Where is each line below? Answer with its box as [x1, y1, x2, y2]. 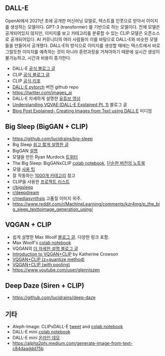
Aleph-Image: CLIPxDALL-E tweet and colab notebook [12, 324, 123, 330]
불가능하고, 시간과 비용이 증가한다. [5, 54, 72, 61]
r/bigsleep [12, 184, 33, 190]
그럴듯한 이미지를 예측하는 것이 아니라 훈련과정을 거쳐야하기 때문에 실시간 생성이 [5, 49, 160, 54]
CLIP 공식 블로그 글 [12, 71, 50, 77]
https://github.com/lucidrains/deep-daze [12, 295, 96, 301]
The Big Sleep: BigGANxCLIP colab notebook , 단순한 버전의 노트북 [12, 160, 145, 166]
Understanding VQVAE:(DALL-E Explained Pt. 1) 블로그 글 [12, 102, 127, 107]
